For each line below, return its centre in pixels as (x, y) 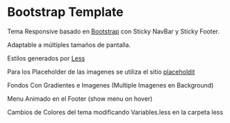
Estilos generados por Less (46, 58)
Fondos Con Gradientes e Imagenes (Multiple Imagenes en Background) (110, 85)
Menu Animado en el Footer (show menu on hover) (80, 99)
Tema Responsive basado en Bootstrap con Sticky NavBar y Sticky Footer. (114, 31)
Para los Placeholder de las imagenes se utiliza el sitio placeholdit (101, 72)
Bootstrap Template (65, 12)
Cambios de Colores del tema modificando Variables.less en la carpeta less (115, 112)
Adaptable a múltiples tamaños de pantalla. (69, 44)
